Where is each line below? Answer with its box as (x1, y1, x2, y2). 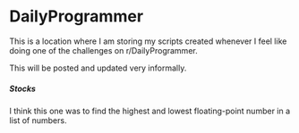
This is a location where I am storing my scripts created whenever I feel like (9, 36, 287, 46)
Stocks (9, 83, 36, 94)
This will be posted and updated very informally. (9, 62, 187, 73)
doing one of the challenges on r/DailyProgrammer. (9, 45, 199, 55)
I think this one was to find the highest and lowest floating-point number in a (9, 105, 291, 116)
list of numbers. (9, 114, 67, 126)
